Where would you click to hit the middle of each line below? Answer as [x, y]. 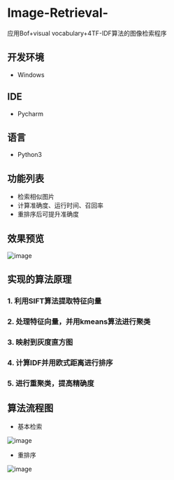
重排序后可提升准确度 [48, 214]
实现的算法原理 [39, 279]
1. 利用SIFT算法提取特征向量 [55, 301]
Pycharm [30, 114]
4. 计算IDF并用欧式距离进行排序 [60, 363]
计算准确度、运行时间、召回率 [60, 205]
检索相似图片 [36, 197]
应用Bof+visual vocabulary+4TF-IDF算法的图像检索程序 [87, 33]
